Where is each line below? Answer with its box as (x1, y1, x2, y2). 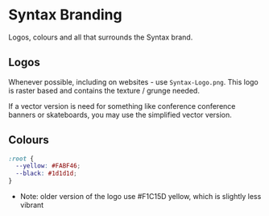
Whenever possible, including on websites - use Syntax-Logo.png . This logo (8, 77, 259, 86)
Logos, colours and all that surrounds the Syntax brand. (8, 32, 193, 42)
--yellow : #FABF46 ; (15, 162, 81, 170)
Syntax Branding (8, 6, 122, 24)
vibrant (19, 200, 44, 210)
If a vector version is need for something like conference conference (8, 101, 236, 110)
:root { (8, 155, 35, 163)
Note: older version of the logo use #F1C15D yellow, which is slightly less (19, 192, 262, 201)
